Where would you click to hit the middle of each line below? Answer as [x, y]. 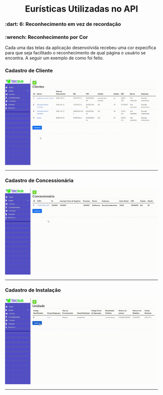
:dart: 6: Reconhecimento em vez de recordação [63, 24]
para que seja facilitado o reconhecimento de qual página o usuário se [75, 53]
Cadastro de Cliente [29, 70]
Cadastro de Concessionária [39, 180]
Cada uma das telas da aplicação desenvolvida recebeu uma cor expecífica [81, 48]
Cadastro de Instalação [33, 290]
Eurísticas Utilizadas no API [81, 9]
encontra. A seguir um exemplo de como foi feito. [55, 58]
